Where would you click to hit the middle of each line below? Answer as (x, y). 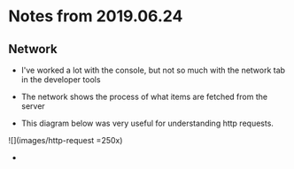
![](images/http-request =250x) (66, 140)
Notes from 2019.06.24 (96, 16)
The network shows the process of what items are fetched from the (144, 96)
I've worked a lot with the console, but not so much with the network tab (153, 70)
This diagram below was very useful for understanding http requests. (147, 123)
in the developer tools (61, 80)
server (33, 106)
